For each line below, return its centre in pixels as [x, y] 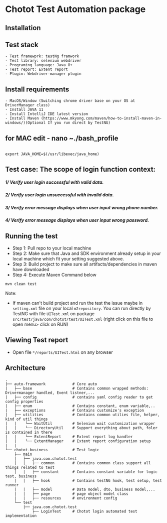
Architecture [25, 368]
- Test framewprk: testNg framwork [42, 56]
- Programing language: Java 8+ [39, 65]
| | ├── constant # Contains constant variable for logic [86, 472]
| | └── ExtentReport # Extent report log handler [69, 437]
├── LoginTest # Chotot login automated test [84, 511]
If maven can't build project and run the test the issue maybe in [77, 303]
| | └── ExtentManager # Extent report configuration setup [78, 441]
